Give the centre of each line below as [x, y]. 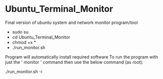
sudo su [20, 32]
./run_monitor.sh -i [24, 71]
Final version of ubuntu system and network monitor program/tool [71, 22]
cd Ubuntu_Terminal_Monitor [41, 37]
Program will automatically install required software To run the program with [81, 57]
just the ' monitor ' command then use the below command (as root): [74, 62]
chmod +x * [24, 42]
